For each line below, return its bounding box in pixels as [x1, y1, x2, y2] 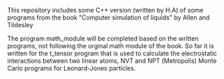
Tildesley [7, 21, 33, 29]
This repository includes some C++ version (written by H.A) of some [7, 6, 204, 14]
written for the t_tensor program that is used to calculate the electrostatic [7, 49, 218, 57]
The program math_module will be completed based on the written [7, 34, 199, 43]
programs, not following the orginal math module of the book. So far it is [7, 42, 214, 50]
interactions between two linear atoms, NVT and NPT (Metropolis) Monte [7, 57, 217, 65]
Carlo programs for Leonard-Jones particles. [7, 64, 136, 72]
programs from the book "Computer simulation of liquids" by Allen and [7, 13, 210, 22]
